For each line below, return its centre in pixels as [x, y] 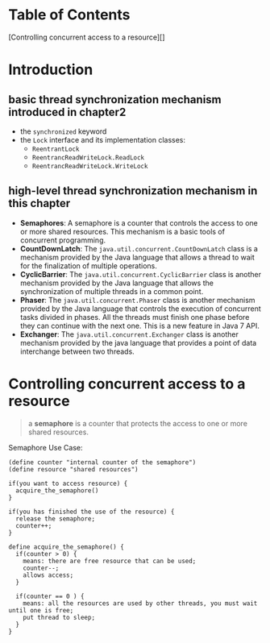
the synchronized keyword [63, 131]
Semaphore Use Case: [46, 447]
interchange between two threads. [77, 351]
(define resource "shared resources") [73, 469]
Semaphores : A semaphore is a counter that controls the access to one [139, 222]
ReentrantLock [56, 149]
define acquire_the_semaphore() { [66, 547]
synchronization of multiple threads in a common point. [112, 291]
